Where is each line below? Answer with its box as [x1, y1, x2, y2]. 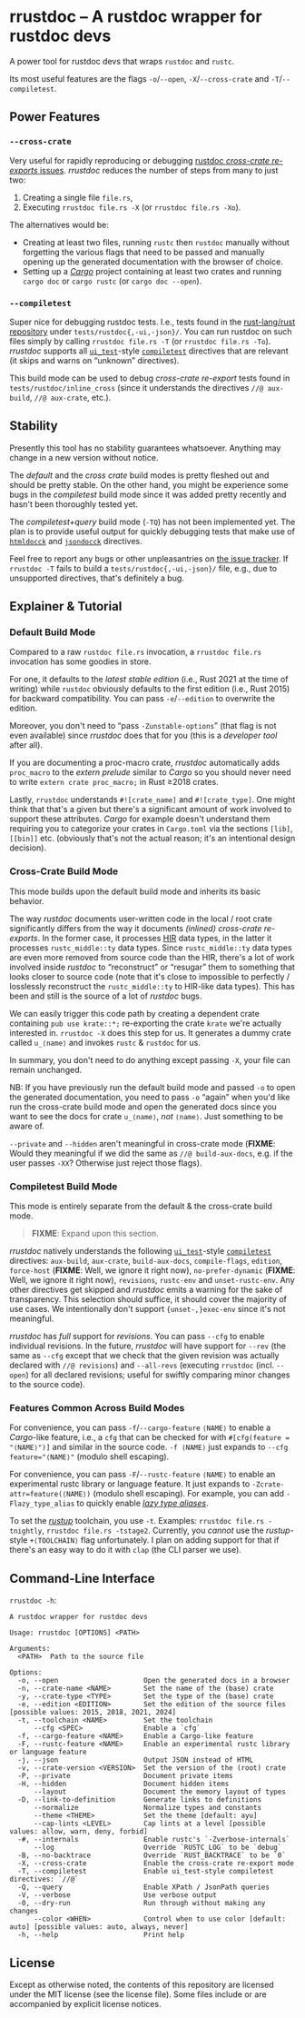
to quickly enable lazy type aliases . [76, 1497, 209, 1509]
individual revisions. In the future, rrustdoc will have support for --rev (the [9, 1340, 286, 1351]
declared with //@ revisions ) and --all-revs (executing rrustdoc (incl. [9, 1360, 275, 1371]
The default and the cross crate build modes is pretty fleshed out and [9, 470, 270, 481]
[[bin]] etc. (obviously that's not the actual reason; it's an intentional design [9, 833, 296, 844]
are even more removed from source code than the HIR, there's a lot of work [9, 951, 295, 962]
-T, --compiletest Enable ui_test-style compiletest [17, 1867, 274, 1876]
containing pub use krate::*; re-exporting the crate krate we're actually [9, 1018, 282, 1029]
